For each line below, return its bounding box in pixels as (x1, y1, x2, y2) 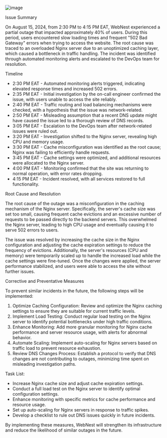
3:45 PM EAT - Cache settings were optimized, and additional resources (12, 155, 161, 161)
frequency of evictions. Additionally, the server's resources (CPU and (5, 247, 148, 253)
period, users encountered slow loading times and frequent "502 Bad (5, 35, 148, 40)
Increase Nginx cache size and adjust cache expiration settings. (12, 381, 144, 386)
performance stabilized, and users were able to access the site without (5, 263, 151, 269)
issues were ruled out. (12, 128, 58, 134)
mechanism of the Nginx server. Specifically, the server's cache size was (5, 206, 156, 212)
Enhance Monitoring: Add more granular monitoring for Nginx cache (12, 324, 153, 330)
